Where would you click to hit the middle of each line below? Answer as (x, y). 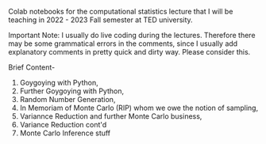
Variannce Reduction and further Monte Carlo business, (111, 116)
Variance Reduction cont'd (63, 125)
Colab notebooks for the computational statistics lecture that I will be (121, 11)
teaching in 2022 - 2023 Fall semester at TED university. (100, 20)
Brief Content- (32, 67)
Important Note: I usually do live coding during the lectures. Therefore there (132, 35)
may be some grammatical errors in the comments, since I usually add (123, 44)
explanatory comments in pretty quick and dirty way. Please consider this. (129, 52)
